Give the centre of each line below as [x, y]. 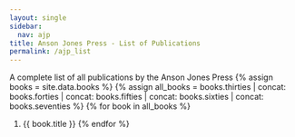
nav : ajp [34, 34]
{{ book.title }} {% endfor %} [76, 124]
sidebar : [26, 26]
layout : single [38, 18]
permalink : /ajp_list [50, 52]
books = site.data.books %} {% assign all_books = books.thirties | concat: [148, 87]
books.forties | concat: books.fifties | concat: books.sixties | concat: [137, 97]
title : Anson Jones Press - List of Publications [105, 43]
